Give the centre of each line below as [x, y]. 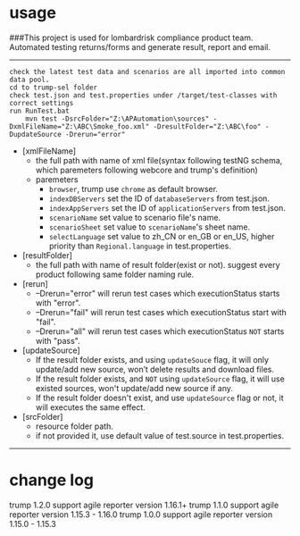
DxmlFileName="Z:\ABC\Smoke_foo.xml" [79, 126]
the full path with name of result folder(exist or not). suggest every [158, 264]
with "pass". [58, 340]
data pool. [29, 80]
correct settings [42, 103]
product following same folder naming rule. [115, 274]
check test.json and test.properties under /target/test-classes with [143, 95]
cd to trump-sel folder [54, 88]
